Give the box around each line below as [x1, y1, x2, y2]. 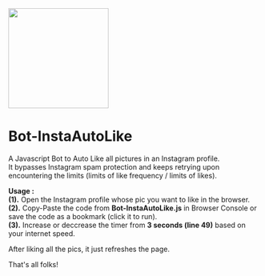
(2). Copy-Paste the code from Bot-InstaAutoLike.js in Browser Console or [8, 203, 258, 213]
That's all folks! [8, 259, 58, 269]
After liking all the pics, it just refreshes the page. [8, 244, 171, 254]
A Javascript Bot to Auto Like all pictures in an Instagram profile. [8, 154, 220, 163]
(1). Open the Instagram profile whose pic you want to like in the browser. [8, 194, 251, 204]
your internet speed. [8, 228, 76, 238]
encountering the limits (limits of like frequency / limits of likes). [8, 170, 218, 180]
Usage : [8, 186, 34, 195]
